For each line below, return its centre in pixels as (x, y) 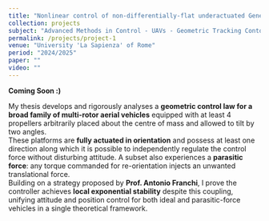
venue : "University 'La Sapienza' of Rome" (82, 46)
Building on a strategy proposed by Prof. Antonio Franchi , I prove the (123, 183)
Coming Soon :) (35, 90)
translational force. (39, 174)
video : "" (25, 68)
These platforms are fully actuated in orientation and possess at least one (132, 140)
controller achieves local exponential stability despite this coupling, (121, 191)
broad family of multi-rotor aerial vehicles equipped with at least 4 (120, 115)
